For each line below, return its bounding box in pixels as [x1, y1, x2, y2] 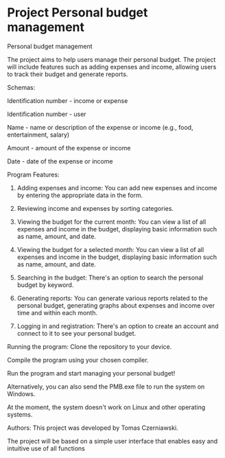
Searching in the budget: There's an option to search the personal [16, 273, 204, 282]
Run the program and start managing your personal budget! [7, 369, 176, 377]
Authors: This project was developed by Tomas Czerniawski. [7, 424, 178, 432]
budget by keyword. [16, 280, 74, 289]
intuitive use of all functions [7, 444, 86, 453]
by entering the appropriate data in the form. [16, 191, 143, 199]
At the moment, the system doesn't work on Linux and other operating [7, 403, 206, 411]
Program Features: [7, 170, 60, 179]
